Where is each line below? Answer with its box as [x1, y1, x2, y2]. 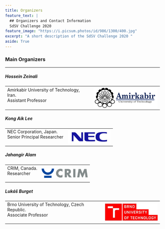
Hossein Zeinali [5, 73, 38, 79]
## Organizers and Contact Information [9, 18, 91, 23]
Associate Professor [7, 212, 48, 218]
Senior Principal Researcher [7, 134, 64, 140]
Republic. [7, 206, 26, 212]
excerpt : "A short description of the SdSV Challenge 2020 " [5, 34, 133, 39]
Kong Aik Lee [5, 115, 33, 121]
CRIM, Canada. [7, 165, 38, 171]
